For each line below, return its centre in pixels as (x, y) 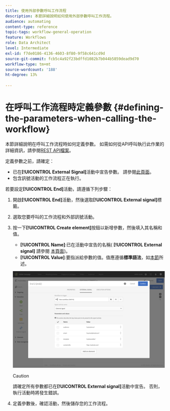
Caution (21, 376)
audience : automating (28, 21)
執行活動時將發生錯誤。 (37, 393)
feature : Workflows (26, 38)
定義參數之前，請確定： (30, 161)
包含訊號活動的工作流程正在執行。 (48, 178)
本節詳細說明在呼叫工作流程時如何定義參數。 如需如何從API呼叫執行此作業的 (85, 144)
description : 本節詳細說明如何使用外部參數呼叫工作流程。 (59, 16)
